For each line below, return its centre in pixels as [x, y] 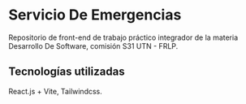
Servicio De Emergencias [95, 15]
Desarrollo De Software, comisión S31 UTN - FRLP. [93, 45]
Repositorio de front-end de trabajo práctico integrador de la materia [123, 37]
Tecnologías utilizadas [67, 72]
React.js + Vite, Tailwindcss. [56, 91]
